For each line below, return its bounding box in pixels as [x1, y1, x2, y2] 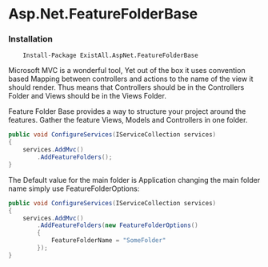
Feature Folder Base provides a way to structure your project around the [8, 107, 246, 116]
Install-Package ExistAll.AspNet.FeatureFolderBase [22, 51, 198, 60]
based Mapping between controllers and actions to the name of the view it [8, 74, 254, 84]
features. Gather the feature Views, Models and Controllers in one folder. [8, 115, 248, 125]
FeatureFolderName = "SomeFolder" [50, 237, 166, 245]
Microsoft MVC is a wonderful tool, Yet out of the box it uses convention [8, 66, 246, 75]
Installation [8, 34, 54, 45]
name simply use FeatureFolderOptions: [8, 184, 140, 193]
